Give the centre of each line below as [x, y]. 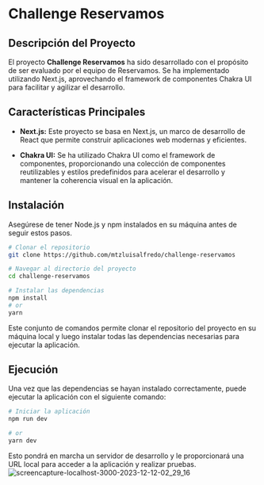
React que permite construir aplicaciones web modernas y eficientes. [133, 139]
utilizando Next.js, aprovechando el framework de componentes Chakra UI [130, 79]
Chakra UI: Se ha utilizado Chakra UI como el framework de [117, 155]
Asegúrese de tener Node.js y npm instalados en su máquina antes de [123, 224]
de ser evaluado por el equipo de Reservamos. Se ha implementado [119, 71]
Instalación [36, 206]
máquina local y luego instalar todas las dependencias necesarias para [124, 336]
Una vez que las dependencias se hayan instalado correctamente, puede [128, 388]
